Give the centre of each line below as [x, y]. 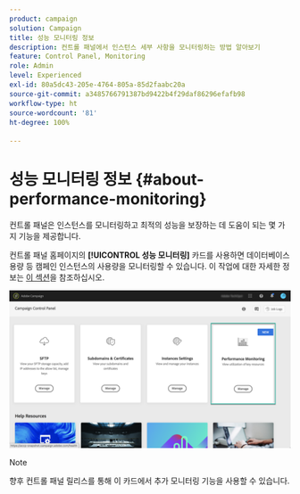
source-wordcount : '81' [54, 113]
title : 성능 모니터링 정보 [52, 37]
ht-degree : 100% [39, 122]
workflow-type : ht [43, 103]
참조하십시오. [82, 277]
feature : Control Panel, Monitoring [77, 57]
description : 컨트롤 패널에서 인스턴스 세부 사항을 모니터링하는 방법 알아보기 [135, 47]
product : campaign [43, 19]
